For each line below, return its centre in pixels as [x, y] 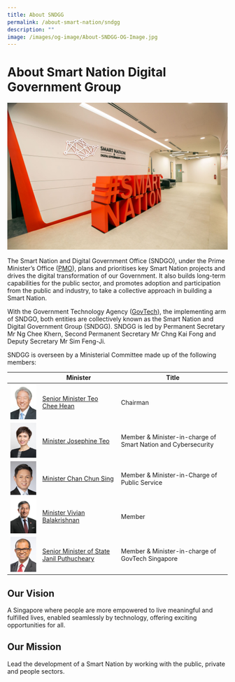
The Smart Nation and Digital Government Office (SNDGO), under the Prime [116, 261]
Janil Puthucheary [68, 559]
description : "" [31, 29]
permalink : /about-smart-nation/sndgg [64, 22]
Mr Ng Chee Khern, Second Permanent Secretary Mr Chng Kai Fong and [112, 334]
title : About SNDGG [36, 15]
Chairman [135, 402]
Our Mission [34, 647]
